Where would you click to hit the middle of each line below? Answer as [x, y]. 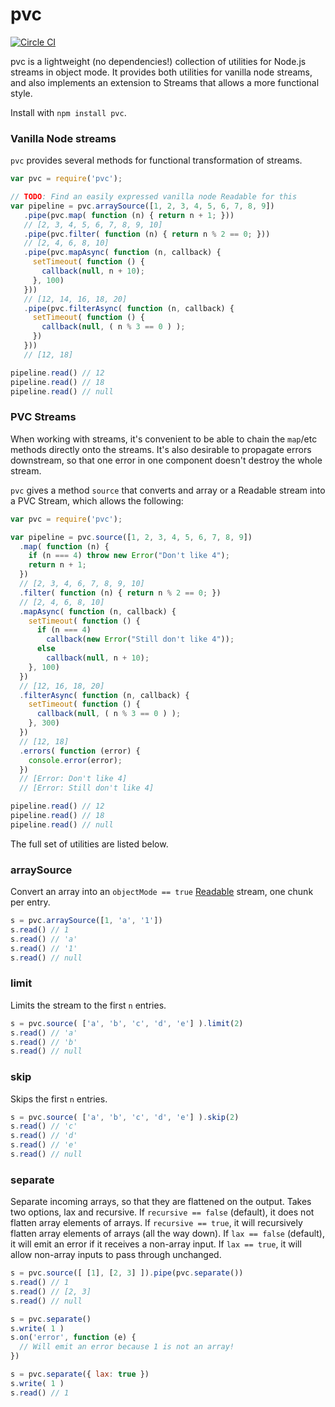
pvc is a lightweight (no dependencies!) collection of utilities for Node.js [158, 61]
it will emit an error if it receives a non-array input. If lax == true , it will [156, 1244]
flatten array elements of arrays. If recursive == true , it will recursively [156, 1223]
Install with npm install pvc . [68, 112]
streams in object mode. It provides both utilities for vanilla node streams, [161, 72]
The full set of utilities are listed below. [89, 844]
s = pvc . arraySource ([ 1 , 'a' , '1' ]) [86, 921]
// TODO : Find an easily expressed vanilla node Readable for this [154, 197]
